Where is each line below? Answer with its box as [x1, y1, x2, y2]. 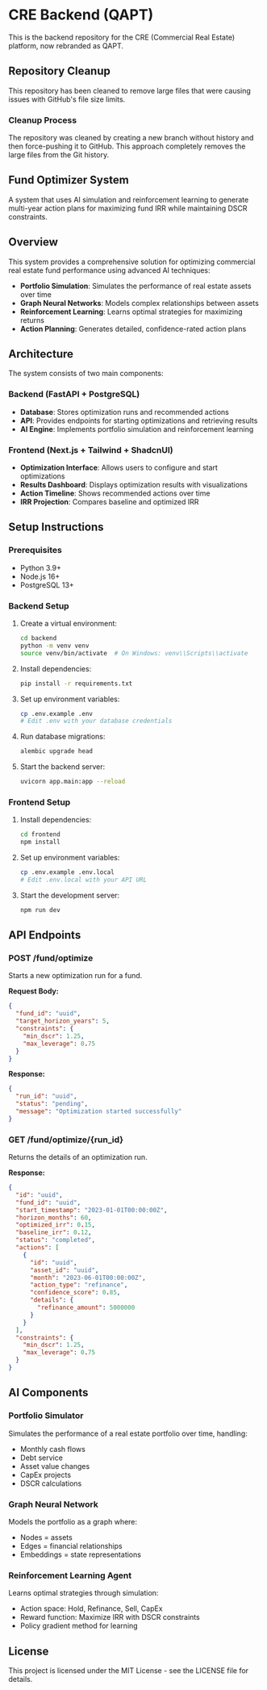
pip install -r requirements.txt [19, 680, 133, 688]
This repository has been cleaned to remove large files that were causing [8, 86, 252, 95]
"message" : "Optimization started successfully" [15, 1107, 182, 1115]
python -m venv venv [19, 642, 90, 650]
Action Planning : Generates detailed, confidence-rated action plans [19, 324, 247, 333]
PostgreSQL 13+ [19, 579, 74, 590]
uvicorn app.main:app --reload [19, 777, 126, 786]
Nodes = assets [19, 1532, 73, 1542]
